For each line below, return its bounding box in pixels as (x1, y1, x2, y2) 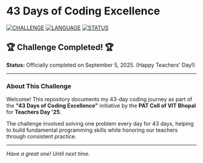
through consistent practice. (6, 133, 77, 140)
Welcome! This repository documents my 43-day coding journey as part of (6, 96, 193, 103)
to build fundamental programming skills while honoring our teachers (6, 126, 178, 134)
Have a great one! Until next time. (6, 150, 91, 158)
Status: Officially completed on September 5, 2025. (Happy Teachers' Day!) (6, 61, 195, 69)
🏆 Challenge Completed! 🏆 (6, 42, 114, 52)
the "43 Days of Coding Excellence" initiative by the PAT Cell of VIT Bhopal (6, 102, 196, 109)
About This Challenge (6, 82, 71, 90)
